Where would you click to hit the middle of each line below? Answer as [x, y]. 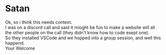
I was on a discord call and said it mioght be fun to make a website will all [80, 27]
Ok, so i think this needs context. [39, 22]
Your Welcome [20, 48]
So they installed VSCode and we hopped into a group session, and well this [83, 38]
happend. [15, 43]
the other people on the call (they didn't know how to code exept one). [77, 32]
